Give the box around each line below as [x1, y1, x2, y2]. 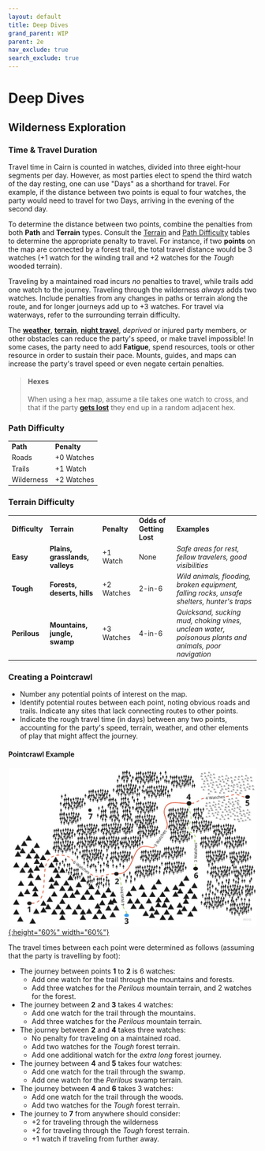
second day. [8, 204, 49, 213]
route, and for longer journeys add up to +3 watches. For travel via [8, 301, 225, 311]
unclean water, [176, 624, 226, 634]
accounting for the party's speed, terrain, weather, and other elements [19, 723, 248, 732]
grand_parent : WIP [8, 29, 69, 37]
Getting [139, 525, 164, 534]
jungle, [50, 628, 73, 638]
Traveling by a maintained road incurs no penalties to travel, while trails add [8, 276, 254, 286]
